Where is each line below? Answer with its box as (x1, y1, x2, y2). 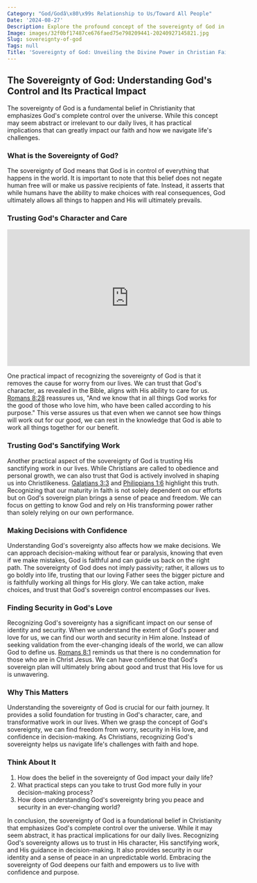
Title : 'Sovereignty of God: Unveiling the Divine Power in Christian (7, 49, 215, 56)
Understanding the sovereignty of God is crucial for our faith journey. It (7, 703, 210, 712)
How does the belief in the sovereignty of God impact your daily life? (17, 773, 213, 782)
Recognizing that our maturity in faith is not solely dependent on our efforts (7, 486, 222, 494)
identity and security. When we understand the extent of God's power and (7, 626, 219, 634)
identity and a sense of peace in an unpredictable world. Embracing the (7, 853, 211, 861)
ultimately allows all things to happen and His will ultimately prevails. (7, 196, 202, 204)
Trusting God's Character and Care (7, 213, 127, 223)
